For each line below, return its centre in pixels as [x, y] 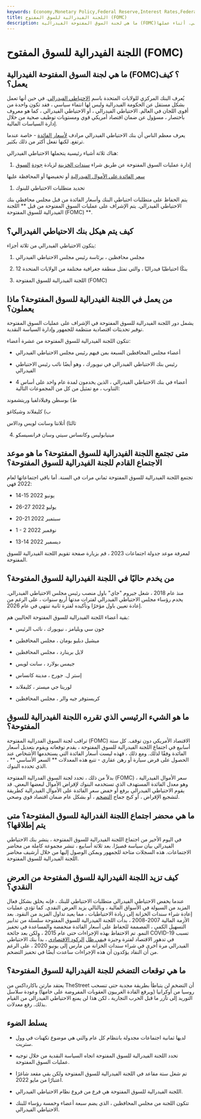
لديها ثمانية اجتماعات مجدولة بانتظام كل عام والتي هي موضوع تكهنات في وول [101, 1037]
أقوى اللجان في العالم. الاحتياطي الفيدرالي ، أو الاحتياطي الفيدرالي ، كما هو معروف [98, 111]
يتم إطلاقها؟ [26, 825]
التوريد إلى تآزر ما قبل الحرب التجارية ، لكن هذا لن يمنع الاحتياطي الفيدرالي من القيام [100, 998]
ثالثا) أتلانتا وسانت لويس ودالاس [41, 423]
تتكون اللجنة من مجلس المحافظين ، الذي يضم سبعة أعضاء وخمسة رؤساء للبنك [102, 1103]
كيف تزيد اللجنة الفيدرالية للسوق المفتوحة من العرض [92, 877]
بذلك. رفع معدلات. [27, 1004]
